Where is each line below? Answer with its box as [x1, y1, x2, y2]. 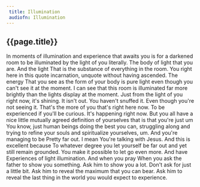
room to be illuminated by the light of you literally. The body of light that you [6, 59, 193, 66]
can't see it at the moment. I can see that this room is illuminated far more [6, 85, 188, 92]
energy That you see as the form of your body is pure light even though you [6, 78, 193, 85]
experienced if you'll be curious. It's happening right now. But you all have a [6, 110, 193, 117]
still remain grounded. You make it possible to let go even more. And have [6, 149, 188, 156]
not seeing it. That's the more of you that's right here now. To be [6, 103, 165, 111]
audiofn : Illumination [8, 14, 66, 20]
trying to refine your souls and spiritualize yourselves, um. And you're [6, 129, 178, 136]
